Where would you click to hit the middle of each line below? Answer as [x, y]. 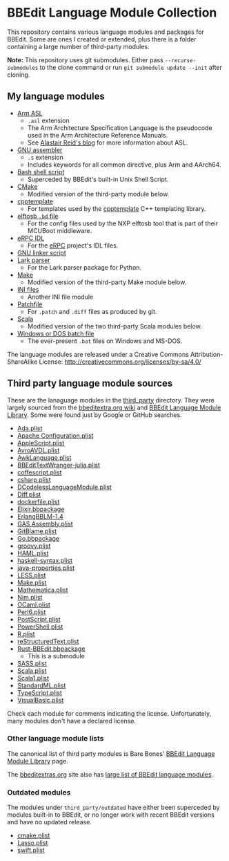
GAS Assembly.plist [45, 524]
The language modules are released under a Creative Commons [98, 354]
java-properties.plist [46, 568]
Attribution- [207, 354]
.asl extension [49, 120]
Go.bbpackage [38, 538]
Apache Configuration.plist [55, 435]
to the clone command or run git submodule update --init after [131, 67]
